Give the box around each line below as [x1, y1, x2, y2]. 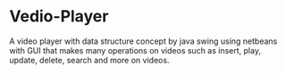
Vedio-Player [9, 6, 109, 27]
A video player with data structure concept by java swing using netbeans [9, 36, 278, 46]
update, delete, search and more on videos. [9, 54, 170, 65]
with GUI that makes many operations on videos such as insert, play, [9, 45, 262, 55]
